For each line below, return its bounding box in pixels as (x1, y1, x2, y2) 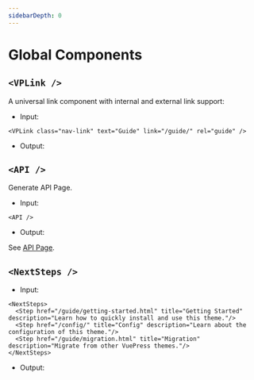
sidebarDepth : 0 (8, 11, 62, 20)
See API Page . (8, 243, 56, 252)
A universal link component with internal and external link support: (8, 96, 225, 106)
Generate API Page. (8, 183, 73, 193)
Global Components (8, 45, 143, 63)
